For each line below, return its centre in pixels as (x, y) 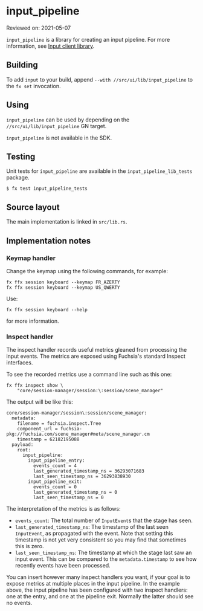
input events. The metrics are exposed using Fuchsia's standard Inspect (96, 356)
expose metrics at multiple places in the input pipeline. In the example (93, 584)
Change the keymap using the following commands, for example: (87, 271)
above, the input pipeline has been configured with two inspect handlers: (97, 590)
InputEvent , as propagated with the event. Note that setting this (94, 534)
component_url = (38, 429)
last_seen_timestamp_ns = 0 (68, 498)
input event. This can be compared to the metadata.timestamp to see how (106, 559)
